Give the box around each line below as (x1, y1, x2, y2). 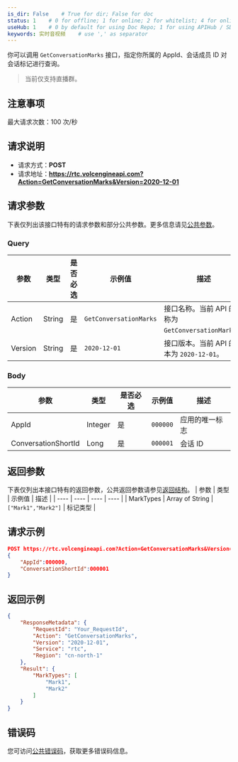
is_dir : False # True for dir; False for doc (7, 10, 154, 18)
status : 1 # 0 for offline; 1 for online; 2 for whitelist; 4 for (7, 17, 217, 24)
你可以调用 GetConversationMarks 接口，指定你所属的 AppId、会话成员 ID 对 (7, 50, 227, 59)
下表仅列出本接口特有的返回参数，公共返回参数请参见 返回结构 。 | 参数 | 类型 (7, 485, 230, 494)
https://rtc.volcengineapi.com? (48, 169, 144, 178)
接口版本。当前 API (164, 338, 227, 348)
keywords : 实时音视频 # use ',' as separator (7, 30, 149, 38)
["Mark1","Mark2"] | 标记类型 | (7, 503, 96, 512)
